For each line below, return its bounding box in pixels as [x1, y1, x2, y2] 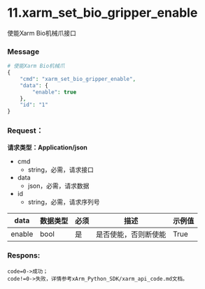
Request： [7, 126, 44, 135]
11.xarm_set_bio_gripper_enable [7, 5, 198, 21]
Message [7, 47, 40, 57]
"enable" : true [32, 89, 77, 96]
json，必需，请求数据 [27, 181, 90, 190]
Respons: [7, 251, 41, 260]
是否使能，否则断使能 [95, 229, 167, 239]
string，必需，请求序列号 [27, 198, 100, 206]
